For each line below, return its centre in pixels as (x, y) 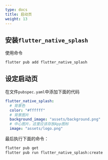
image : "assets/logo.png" (36, 129)
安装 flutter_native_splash (47, 40)
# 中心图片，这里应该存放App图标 (39, 124)
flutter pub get (22, 148)
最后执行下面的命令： (27, 139)
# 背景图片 (19, 115)
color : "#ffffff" (27, 110)
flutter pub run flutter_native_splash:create (54, 153)
